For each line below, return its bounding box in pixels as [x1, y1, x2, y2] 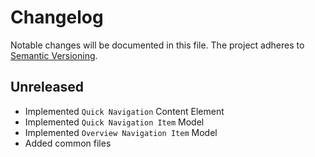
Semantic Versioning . [10, 49, 98, 61]
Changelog [10, 6, 104, 29]
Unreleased [10, 79, 85, 96]
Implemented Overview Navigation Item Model [24, 126, 218, 138]
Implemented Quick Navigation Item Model [24, 116, 205, 128]
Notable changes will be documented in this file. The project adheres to [10, 39, 305, 51]
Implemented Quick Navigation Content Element [24, 105, 225, 117]
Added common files [24, 137, 112, 149]
